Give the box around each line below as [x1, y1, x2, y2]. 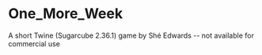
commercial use [8, 38, 61, 48]
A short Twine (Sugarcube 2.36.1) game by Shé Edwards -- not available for [8, 31, 255, 40]
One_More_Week [8, 5, 123, 23]
